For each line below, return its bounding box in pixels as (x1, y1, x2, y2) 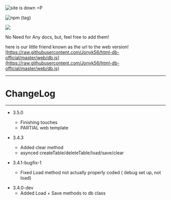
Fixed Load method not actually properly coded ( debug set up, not (20, 169, 161, 175)
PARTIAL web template (20, 124, 69, 130)
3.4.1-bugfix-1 (12, 159, 42, 165)
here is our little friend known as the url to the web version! (5, 44, 129, 50)
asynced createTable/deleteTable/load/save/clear (20, 150, 124, 156)
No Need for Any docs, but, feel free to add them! (5, 34, 109, 40)
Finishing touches (20, 119, 58, 125)
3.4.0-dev (12, 184, 34, 190)
